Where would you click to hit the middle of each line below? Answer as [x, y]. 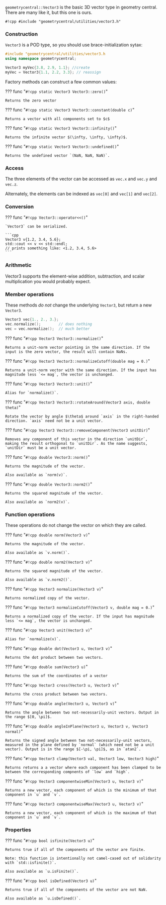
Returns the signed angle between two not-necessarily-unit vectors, [79, 740]
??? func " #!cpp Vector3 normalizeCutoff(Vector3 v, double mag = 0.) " [80, 607]
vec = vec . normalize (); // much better [48, 329]
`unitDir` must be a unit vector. [41, 448]
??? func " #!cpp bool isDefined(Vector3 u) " [51, 881]
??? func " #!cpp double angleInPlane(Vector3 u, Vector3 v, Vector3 [77, 726]
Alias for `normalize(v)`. [33, 639]
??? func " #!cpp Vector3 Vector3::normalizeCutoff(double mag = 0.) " [78, 361]
